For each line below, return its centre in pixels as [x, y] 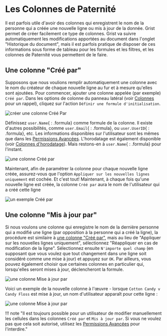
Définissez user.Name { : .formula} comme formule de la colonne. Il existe [79, 122]
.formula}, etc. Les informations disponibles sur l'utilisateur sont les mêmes [82, 133]
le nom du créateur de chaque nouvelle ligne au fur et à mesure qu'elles [79, 88]
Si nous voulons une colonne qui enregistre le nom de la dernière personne [82, 227]
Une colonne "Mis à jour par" [51, 215]
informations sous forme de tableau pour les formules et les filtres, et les [80, 49]
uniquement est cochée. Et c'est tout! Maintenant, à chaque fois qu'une [77, 179]
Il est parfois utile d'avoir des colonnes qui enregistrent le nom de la [75, 23]
